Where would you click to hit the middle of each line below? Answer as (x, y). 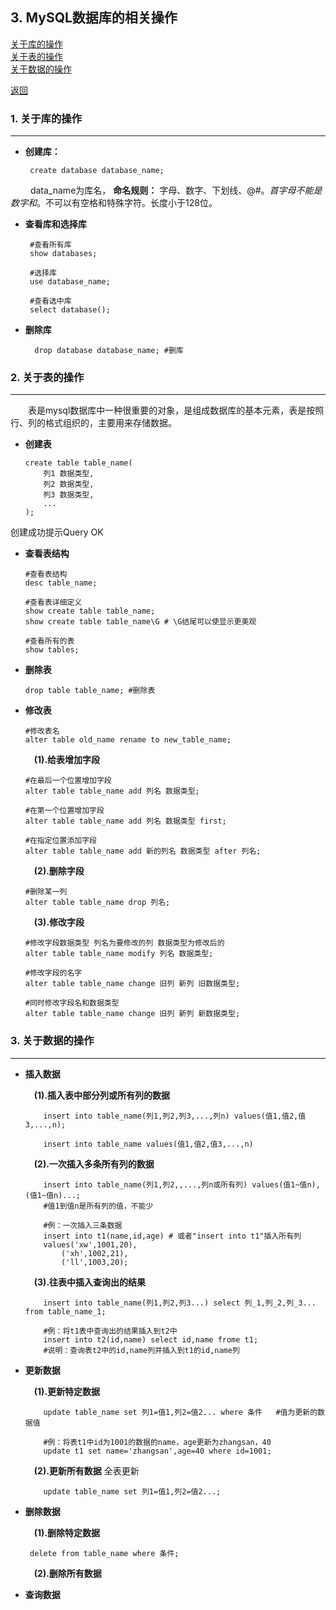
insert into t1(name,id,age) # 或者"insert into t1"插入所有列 (172, 1236)
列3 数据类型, (69, 495)
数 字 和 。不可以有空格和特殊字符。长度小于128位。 (114, 203)
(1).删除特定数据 (67, 1532)
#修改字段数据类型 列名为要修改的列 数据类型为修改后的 (124, 943)
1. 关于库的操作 (46, 118)
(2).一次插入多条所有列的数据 (94, 1164)
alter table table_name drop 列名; (97, 903)
